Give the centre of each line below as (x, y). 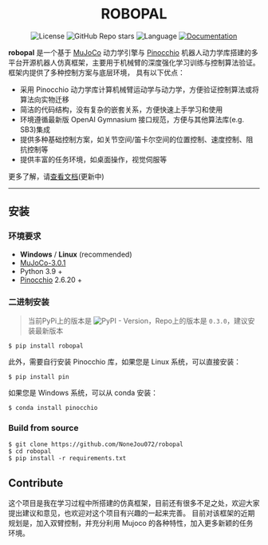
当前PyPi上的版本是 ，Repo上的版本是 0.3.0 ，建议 (138, 320)
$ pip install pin (39, 376)
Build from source (43, 428)
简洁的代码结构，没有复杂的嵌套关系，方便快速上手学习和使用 (121, 109)
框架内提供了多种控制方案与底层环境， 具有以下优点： (97, 72)
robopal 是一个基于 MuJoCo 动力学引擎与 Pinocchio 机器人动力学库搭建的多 (133, 52)
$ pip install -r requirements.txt (67, 459)
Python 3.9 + (41, 271)
